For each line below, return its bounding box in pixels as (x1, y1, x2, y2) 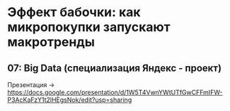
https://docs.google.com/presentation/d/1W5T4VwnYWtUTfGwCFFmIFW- (7, 89, 223, 96)
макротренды (7, 34, 96, 50)
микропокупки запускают (7, 19, 171, 35)
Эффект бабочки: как (7, 4, 141, 20)
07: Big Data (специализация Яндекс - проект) (7, 62, 222, 74)
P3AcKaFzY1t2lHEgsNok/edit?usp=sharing (7, 96, 132, 104)
